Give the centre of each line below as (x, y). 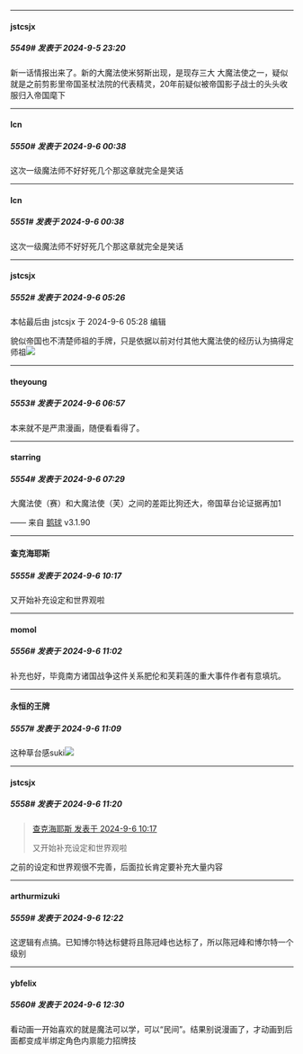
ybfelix (23, 983)
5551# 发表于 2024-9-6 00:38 (67, 222)
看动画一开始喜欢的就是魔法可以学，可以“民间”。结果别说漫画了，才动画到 (148, 1029)
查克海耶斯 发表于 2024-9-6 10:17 (94, 828)
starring (26, 457)
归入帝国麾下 (41, 94)
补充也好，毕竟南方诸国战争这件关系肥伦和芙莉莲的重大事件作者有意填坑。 (148, 675)
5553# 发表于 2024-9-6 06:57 (67, 403)
